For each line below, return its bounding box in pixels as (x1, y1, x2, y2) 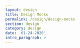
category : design (5, 26, 42, 31)
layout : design (5, 7, 37, 12)
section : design (5, 21, 39, 26)
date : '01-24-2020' (5, 30, 46, 35)
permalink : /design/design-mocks (5, 16, 75, 21)
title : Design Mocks (5, 12, 49, 17)
